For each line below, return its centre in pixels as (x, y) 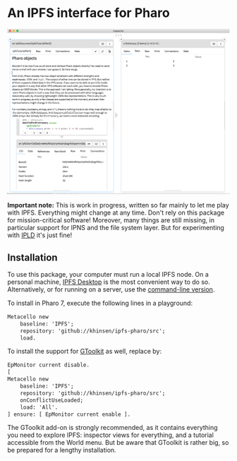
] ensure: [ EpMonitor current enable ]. (69, 414)
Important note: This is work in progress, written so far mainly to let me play (118, 205)
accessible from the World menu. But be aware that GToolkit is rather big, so (118, 443)
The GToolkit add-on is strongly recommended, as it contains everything (113, 428)
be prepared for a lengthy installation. (62, 450)
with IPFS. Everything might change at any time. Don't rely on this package (116, 212)
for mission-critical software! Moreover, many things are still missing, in (111, 220)
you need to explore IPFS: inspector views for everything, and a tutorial (110, 435)
